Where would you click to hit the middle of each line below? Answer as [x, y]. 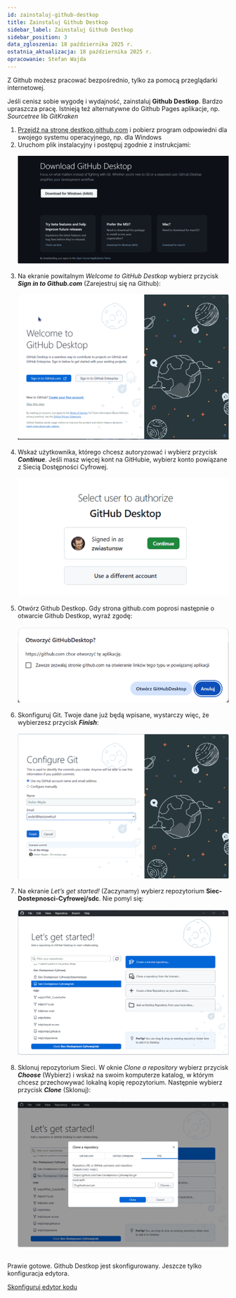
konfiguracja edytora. [38, 1273]
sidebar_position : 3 [38, 37]
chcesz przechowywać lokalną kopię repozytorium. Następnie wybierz [120, 1082]
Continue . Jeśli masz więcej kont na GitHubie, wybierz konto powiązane [122, 459]
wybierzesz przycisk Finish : [58, 722]
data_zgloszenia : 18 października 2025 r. [70, 45]
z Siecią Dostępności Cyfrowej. [63, 466]
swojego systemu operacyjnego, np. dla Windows [90, 137]
